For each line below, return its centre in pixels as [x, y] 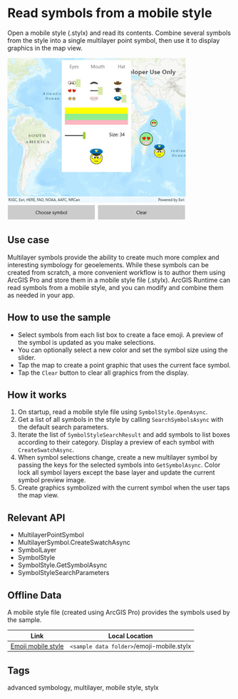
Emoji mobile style [37, 646]
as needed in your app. [41, 295]
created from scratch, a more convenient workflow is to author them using [117, 272]
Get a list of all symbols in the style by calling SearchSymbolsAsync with [120, 420]
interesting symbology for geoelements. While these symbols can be [108, 264]
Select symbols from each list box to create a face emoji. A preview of [120, 335]
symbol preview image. [52, 480]
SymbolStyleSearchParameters [63, 573]
